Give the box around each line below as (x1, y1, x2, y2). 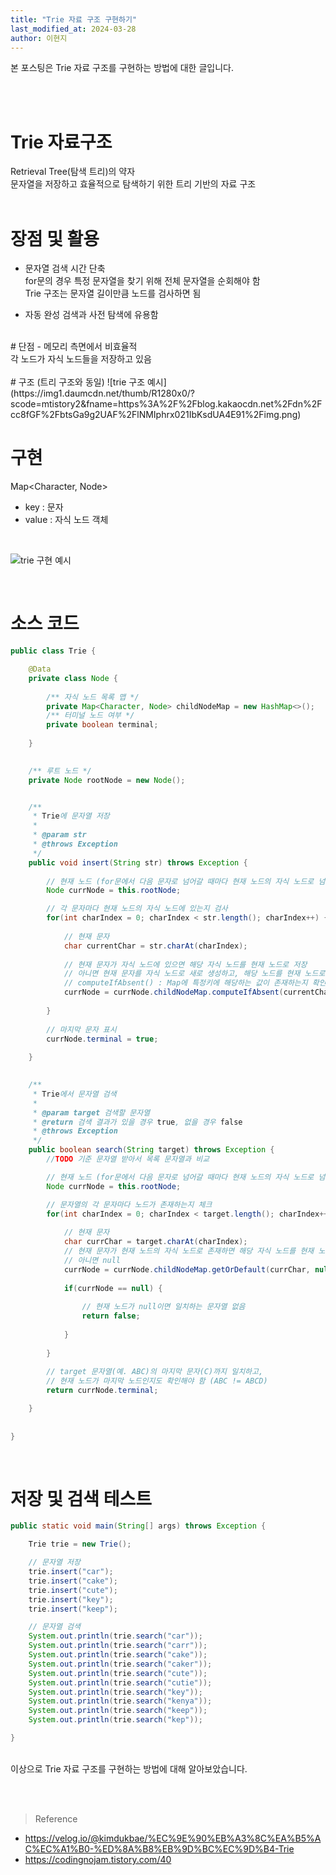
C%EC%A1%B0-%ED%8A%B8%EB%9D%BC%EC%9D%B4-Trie (24, 1842, 295, 1855)
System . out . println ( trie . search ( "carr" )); (28, 1641, 208, 1651)
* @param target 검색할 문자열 (32, 1107, 151, 1118)
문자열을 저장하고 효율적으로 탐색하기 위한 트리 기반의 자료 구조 (10, 178, 257, 190)
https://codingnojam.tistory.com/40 (24, 1853, 172, 1865)
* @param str (32, 830, 87, 840)
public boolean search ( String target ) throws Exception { (28, 1145, 275, 1155)
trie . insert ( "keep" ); (28, 1604, 118, 1614)
